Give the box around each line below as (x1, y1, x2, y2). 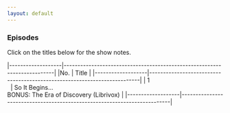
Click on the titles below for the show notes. (7, 48, 132, 56)
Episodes (7, 32, 39, 42)
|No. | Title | (58, 68, 91, 77)
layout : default (7, 10, 54, 17)
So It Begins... (14, 83, 54, 91)
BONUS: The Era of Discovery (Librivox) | (7, 90, 124, 99)
